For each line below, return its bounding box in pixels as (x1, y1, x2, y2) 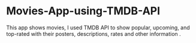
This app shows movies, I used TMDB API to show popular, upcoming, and (6, 24, 190, 31)
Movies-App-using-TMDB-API (6, 4, 161, 18)
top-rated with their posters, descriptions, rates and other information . (6, 30, 181, 37)
